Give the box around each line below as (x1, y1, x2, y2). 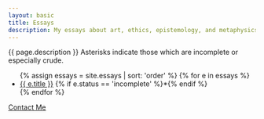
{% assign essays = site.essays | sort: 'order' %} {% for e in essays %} (19, 71, 250, 81)
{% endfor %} (19, 88, 65, 97)
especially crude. (8, 56, 64, 65)
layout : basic (8, 11, 55, 20)
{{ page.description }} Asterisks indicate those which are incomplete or (8, 48, 238, 57)
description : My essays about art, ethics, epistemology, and (8, 26, 216, 34)
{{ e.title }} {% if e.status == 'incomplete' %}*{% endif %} (19, 79, 208, 88)
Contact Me (8, 103, 46, 112)
